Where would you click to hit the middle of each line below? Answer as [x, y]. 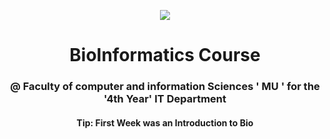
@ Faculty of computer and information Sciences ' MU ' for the [165, 87]
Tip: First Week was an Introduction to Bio [165, 122]
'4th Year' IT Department [165, 99]
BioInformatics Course [165, 55]
